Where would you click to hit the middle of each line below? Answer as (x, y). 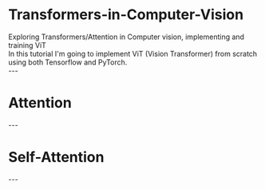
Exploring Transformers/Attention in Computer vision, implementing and (127, 37)
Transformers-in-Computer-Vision (126, 15)
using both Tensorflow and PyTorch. (68, 62)
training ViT (27, 45)
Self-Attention (56, 157)
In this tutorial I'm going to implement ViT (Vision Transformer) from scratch (133, 53)
